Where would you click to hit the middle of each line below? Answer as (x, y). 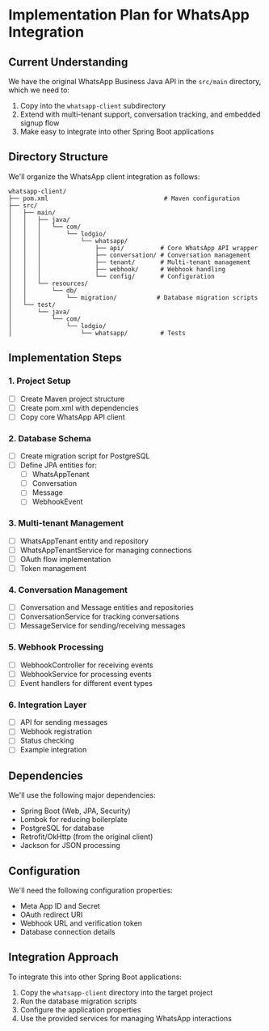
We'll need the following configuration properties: (91, 890)
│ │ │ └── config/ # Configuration (112, 276)
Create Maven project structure (72, 398)
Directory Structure (59, 157)
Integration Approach (63, 957)
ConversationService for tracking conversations (100, 616)
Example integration (53, 750)
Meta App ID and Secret (60, 906)
